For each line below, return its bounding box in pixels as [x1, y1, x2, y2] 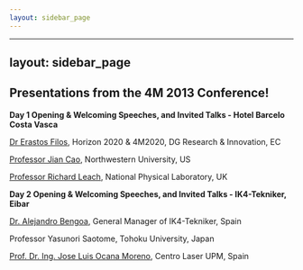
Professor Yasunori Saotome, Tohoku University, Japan [9, 233, 215, 244]
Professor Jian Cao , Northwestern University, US [9, 154, 191, 165]
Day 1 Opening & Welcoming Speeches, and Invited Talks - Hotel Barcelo [9, 109, 286, 120]
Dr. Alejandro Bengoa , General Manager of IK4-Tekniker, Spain [9, 215, 242, 226]
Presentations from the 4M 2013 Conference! [9, 85, 270, 101]
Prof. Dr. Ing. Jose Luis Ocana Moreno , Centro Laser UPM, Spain [9, 250, 250, 261]
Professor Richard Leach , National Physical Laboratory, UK [9, 171, 228, 182]
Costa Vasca [9, 119, 59, 130]
